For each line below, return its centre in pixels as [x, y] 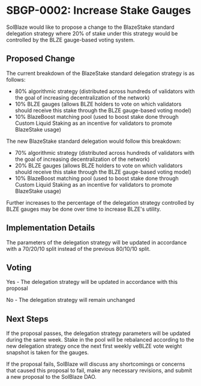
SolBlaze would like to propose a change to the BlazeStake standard [90, 27]
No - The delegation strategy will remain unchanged [70, 300]
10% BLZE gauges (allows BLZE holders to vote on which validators [98, 104]
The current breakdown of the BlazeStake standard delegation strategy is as [100, 73]
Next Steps [27, 319]
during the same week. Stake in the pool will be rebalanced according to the [100, 340]
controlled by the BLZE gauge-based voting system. [70, 40]
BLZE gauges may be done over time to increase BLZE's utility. [84, 209]
